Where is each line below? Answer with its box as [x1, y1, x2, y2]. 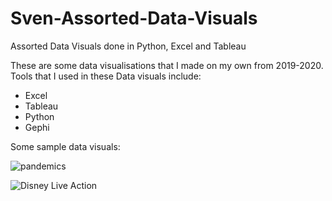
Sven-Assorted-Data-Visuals [10, 7, 258, 30]
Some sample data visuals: [10, 140, 121, 152]
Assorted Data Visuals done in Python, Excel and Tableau [10, 40, 247, 52]
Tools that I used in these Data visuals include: [10, 70, 202, 82]
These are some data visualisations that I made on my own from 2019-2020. [10, 59, 324, 71]
